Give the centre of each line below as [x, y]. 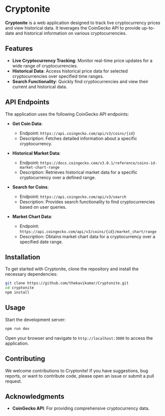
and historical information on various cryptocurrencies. [71, 33]
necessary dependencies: [32, 274]
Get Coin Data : [27, 124]
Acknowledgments [35, 397]
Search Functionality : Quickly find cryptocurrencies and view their [80, 81]
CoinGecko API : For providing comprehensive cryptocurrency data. [81, 408]
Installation [23, 257]
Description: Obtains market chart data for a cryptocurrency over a [87, 236]
